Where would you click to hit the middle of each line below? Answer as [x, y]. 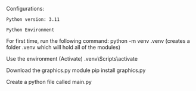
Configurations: [25, 9]
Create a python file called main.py [49, 82]
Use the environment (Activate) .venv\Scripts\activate [72, 59]
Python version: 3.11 [33, 20]
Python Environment [30, 30]
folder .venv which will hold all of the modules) [63, 47]
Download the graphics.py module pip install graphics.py [76, 70]
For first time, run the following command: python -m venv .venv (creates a [98, 41]
